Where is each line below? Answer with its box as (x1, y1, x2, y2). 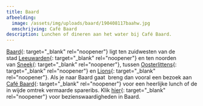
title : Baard (6, 8, 39, 15)
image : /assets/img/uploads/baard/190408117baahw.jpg (12, 20, 150, 26)
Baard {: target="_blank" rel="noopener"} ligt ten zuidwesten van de (6, 48, 176, 55)
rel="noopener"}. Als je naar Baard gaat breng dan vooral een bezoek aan (6, 74, 192, 81)
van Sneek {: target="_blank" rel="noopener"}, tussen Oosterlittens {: (6, 61, 177, 68)
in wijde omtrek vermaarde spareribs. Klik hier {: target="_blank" (6, 87, 166, 94)
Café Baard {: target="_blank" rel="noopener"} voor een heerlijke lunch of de (6, 80, 198, 88)
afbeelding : (6, 15, 36, 21)
